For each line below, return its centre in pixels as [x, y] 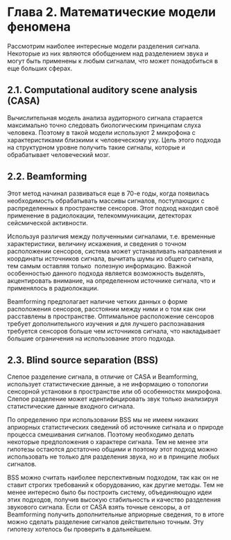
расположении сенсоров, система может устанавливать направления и [114, 251]
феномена [39, 27]
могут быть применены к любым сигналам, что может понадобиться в [113, 60]
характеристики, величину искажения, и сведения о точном [97, 243]
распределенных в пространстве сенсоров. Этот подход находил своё [113, 208]
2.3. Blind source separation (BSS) [83, 360]
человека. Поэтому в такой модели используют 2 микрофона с [101, 132]
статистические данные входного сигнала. [71, 407]
